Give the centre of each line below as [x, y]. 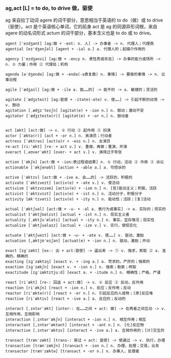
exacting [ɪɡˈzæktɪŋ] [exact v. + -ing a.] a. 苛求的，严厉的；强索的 [78, 262]
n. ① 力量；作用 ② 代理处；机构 [37, 65]
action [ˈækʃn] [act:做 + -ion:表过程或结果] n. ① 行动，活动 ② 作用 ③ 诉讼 [85, 162]
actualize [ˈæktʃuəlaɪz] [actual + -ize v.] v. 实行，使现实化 [71, 226]
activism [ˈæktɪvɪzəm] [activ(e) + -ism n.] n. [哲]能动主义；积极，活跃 [81, 188]
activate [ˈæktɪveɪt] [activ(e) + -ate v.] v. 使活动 [63, 183]
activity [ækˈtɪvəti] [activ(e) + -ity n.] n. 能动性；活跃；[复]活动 [78, 199]
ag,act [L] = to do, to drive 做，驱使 [49, 8]
